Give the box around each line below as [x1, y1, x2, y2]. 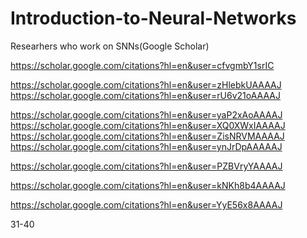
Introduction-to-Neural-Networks [10, 7, 297, 30]
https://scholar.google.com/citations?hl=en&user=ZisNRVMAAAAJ [10, 130, 285, 142]
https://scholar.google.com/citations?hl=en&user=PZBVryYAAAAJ [10, 160, 283, 172]
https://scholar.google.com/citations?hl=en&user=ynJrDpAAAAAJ [10, 140, 283, 152]
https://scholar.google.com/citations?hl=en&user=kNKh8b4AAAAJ [10, 179, 286, 191]
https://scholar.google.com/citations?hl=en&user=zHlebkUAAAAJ [10, 78, 282, 91]
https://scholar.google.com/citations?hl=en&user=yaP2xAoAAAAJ [10, 108, 283, 121]
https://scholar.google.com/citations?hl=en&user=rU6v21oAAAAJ [10, 89, 281, 101]
